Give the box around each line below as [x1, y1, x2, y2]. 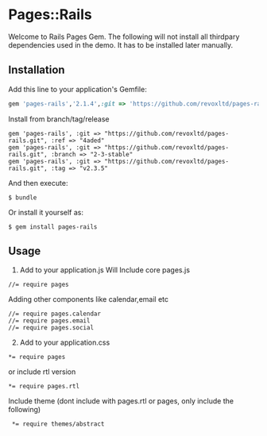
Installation [8, 64, 65, 77]
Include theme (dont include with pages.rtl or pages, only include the [8, 396, 234, 406]
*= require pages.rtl [8, 383, 80, 391]
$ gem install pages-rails [8, 222, 98, 231]
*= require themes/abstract [11, 420, 105, 428]
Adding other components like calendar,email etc [8, 295, 169, 304]
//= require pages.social [8, 324, 94, 332]
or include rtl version [8, 367, 76, 376]
